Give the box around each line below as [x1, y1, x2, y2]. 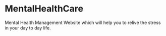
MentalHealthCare [5, 3, 84, 14]
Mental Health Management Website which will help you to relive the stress [5, 19, 161, 25]
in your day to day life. [5, 24, 51, 30]
